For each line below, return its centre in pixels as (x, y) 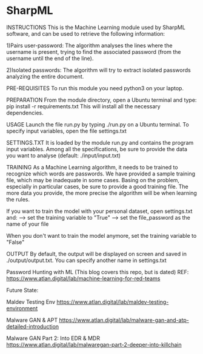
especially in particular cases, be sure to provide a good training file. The (98, 186)
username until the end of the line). (50, 58)
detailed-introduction (33, 326)
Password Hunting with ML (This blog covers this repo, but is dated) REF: (98, 272)
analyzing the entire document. (45, 76)
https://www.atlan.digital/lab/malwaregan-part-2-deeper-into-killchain (94, 344)
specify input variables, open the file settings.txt (67, 131)
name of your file (28, 224)
